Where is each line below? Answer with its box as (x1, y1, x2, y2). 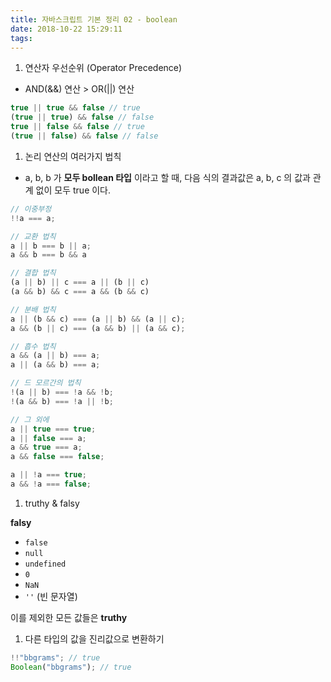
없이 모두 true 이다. (35, 184, 112, 196)
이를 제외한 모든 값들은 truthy (10, 611, 128, 623)
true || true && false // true (10, 103, 141, 113)
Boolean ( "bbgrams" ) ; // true (10, 662, 132, 672)
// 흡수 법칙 (10, 341, 57, 351)
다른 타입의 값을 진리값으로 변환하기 (24, 632, 165, 645)
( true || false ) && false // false (10, 131, 159, 141)
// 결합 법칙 (10, 268, 57, 278)
